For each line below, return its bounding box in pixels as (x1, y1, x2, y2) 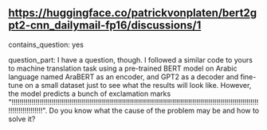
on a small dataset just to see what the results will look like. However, (25, 80, 252, 90)
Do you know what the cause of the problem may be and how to (49, 105, 260, 115)
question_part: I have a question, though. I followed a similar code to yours (8, 55, 253, 64)
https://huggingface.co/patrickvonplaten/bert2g (8, 6, 257, 20)
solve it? (8, 114, 36, 124)
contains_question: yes (8, 40, 84, 49)
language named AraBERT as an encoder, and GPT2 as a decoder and (8, 71, 239, 82)
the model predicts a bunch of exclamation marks (8, 89, 171, 98)
